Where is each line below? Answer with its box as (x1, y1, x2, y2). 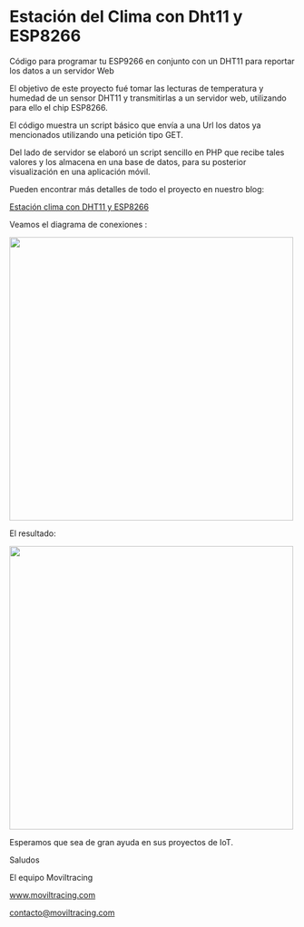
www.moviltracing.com (9, 889, 96, 900)
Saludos (9, 854, 40, 865)
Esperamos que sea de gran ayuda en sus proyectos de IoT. (9, 836, 234, 847)
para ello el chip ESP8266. (9, 102, 109, 112)
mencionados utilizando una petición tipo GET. (9, 129, 184, 140)
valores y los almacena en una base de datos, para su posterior (9, 156, 247, 167)
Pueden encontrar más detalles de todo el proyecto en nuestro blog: (9, 183, 265, 194)
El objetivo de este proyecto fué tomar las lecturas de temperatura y (9, 83, 264, 93)
